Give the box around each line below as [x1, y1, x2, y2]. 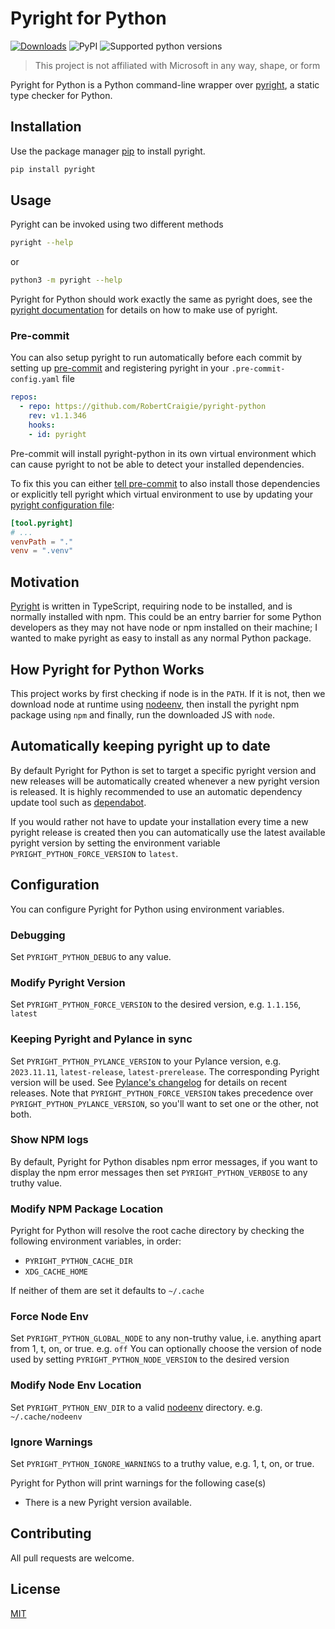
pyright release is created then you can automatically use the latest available [10, 826, 326, 838]
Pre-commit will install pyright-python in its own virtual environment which [10, 447, 317, 459]
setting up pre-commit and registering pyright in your [10, 362, 230, 374]
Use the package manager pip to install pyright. [10, 145, 206, 157]
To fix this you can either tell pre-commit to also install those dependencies [10, 477, 321, 489]
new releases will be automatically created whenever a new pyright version [10, 775, 320, 787]
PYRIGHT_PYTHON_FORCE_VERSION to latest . [10, 847, 179, 859]
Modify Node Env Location [10, 1378, 142, 1392]
